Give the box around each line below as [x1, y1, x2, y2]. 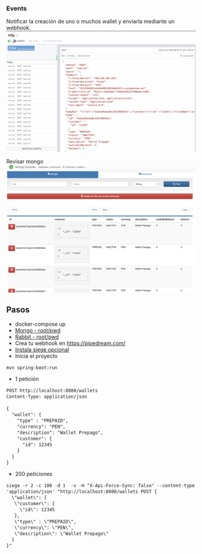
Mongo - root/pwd [14, 327, 61, 334]
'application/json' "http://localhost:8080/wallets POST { [6, 489, 158, 495]
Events [6, 4, 27, 13]
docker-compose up [14, 320, 66, 328]
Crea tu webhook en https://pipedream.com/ [14, 339, 126, 347]
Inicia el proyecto [14, 353, 58, 360]
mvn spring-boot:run [6, 365, 58, 371]
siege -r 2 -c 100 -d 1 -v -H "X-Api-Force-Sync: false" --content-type [6, 482, 195, 489]
